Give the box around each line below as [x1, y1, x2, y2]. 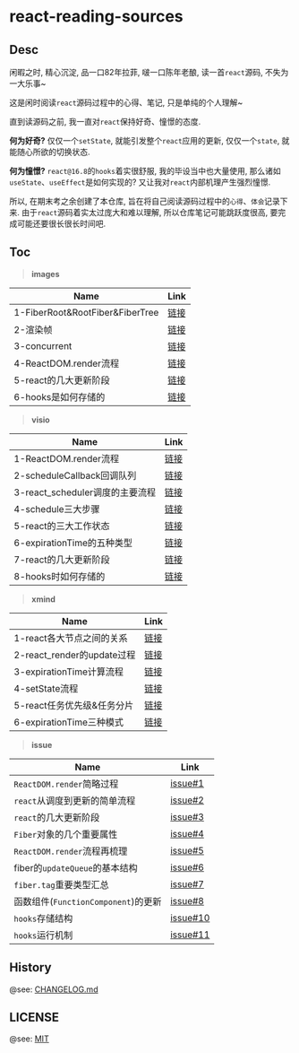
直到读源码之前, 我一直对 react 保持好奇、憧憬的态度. [9, 117, 201, 126]
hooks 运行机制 [13, 928, 73, 941]
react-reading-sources [9, 6, 184, 27]
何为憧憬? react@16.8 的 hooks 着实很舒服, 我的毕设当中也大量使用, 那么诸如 [9, 166, 282, 176]
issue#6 [169, 861, 204, 874]
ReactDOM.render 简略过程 [13, 778, 119, 790]
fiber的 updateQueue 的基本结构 [13, 861, 138, 874]
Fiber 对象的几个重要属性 [13, 828, 118, 840]
